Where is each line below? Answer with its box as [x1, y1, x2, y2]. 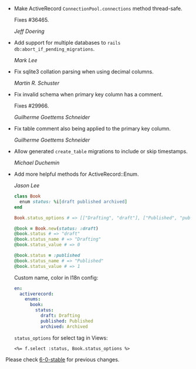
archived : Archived [40, 323, 89, 330]
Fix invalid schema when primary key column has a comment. [13, 91, 164, 98]
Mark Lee [13, 57, 38, 63]
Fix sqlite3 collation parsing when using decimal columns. [13, 68, 154, 75]
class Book [13, 193, 41, 199]
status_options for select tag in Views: [13, 334, 108, 341]
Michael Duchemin [13, 159, 60, 166]
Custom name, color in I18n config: [13, 274, 99, 281]
